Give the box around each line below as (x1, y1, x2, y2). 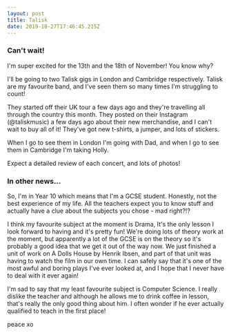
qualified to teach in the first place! (7, 307, 106, 315)
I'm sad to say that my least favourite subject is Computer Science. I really (7, 285, 218, 293)
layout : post (7, 10, 45, 17)
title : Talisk (7, 17, 48, 23)
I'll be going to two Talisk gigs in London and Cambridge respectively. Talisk (7, 75, 223, 83)
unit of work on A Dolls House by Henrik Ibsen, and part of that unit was (7, 249, 212, 258)
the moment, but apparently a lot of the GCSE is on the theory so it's (7, 234, 201, 242)
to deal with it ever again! (7, 271, 79, 280)
